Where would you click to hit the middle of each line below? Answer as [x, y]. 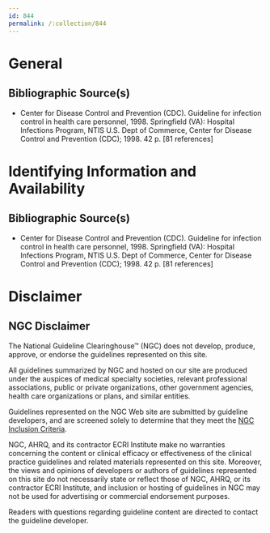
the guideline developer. [49, 520]
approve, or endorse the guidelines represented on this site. [108, 354]
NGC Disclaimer [49, 326]
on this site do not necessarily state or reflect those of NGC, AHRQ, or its [129, 479]
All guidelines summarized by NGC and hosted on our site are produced [128, 370]
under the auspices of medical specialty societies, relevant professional [128, 378]
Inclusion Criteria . [38, 429]
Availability [47, 188]
